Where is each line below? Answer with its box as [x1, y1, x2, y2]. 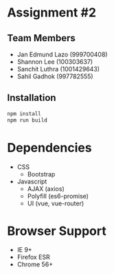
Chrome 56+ [16, 260, 54, 269]
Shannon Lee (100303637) [16, 58, 93, 66]
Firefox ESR [16, 253, 50, 262]
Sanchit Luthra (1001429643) [16, 65, 100, 73]
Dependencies [7, 139, 92, 155]
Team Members [7, 32, 76, 44]
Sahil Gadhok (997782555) [16, 72, 94, 80]
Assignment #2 [7, 5, 97, 21]
